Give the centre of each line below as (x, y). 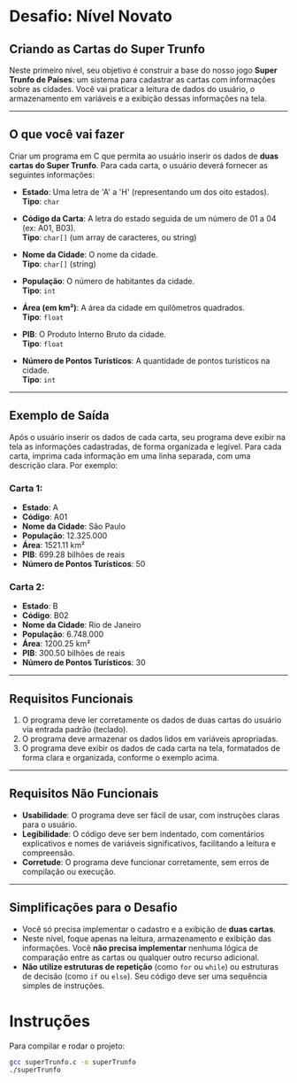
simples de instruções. (63, 986)
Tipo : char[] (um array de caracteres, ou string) (109, 237)
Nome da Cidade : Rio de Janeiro (81, 625)
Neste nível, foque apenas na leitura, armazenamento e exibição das (147, 938)
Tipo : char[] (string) (59, 264)
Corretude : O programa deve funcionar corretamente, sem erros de (145, 862)
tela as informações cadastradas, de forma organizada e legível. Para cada (145, 446)
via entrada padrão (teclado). (75, 730)
